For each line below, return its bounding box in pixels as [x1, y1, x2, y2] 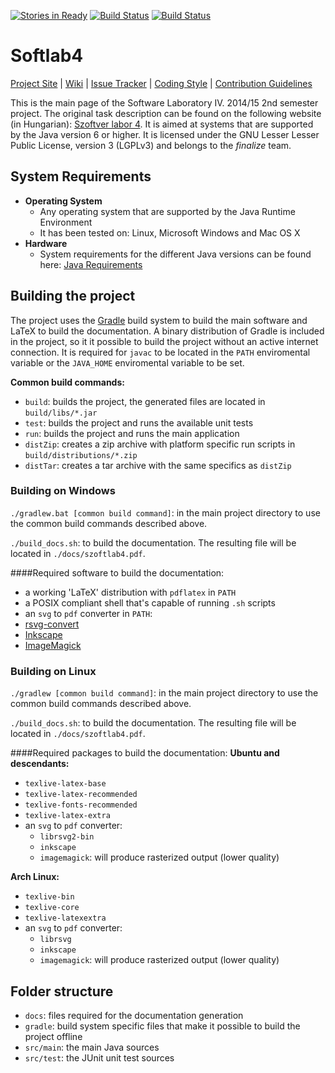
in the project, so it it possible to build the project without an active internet [10, 335, 319, 347]
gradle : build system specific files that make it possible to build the [24, 1020, 301, 1032]
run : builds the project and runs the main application [24, 427, 240, 439]
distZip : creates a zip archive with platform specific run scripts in [24, 438, 296, 450]
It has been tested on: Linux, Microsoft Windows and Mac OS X [39, 226, 301, 239]
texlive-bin [24, 892, 75, 902]
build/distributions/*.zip [24, 450, 138, 460]
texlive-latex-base [24, 779, 107, 789]
